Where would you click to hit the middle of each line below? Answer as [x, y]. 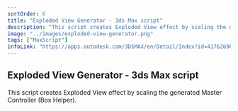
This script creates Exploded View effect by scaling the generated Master [114, 92]
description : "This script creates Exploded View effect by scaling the [117, 27]
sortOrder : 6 [27, 14]
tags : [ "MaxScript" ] [38, 40]
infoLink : [22, 47]
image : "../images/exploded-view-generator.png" [80, 34]
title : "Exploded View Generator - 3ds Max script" [85, 21]
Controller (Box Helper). [42, 100]
